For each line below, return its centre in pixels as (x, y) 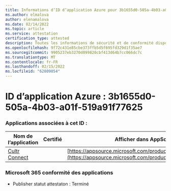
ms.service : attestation (32, 34)
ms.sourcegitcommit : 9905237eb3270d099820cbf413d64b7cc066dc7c (74, 52)
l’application (23, 143)
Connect (18, 157)
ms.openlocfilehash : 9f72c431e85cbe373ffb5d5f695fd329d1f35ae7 (74, 48)
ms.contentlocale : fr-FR (32, 62)
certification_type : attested (37, 39)
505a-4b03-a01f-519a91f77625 (74, 107)
